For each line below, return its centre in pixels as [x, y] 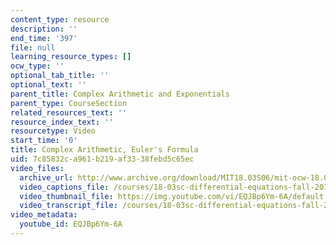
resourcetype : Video [53, 131]
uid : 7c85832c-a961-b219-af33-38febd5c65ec [102, 159]
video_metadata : [44, 215]
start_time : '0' [44, 141]
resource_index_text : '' [62, 122]
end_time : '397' [44, 38]
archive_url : [46, 177]
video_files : [37, 168]
